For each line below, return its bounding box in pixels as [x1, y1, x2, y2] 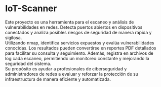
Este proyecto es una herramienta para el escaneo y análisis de [5, 19, 134, 25]
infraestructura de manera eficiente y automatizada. [5, 76, 111, 82]
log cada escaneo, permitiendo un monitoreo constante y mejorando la [5, 55, 150, 61]
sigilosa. [5, 35, 22, 41]
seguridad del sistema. [5, 61, 52, 66]
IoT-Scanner [5, 3, 57, 14]
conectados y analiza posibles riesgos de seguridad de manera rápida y [5, 29, 152, 35]
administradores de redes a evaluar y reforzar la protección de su [5, 71, 138, 77]
